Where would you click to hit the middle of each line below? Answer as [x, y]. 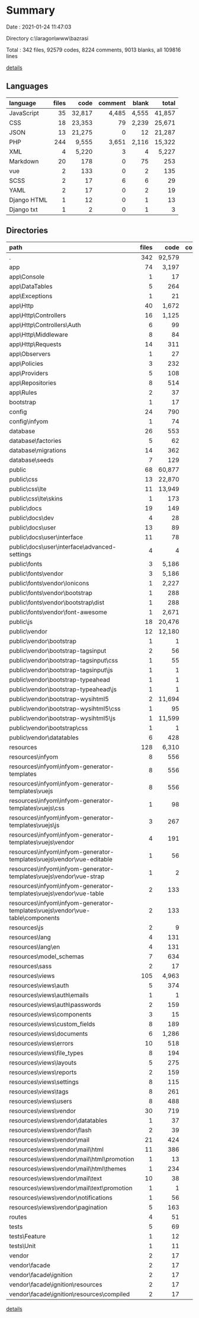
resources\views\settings [44, 1082]
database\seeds [32, 460]
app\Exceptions [31, 296]
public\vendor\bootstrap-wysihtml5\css [65, 708]
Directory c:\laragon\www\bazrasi [47, 38]
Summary [31, 10]
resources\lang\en [35, 946]
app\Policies [26, 363]
